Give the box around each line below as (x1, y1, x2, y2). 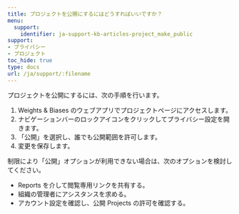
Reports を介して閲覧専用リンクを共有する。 (17, 180, 149, 189)
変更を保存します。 (17, 141, 74, 150)
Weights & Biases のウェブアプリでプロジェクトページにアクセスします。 (17, 106, 232, 114)
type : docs (7, 63, 40, 71)
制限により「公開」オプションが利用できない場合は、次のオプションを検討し (7, 156, 233, 165)
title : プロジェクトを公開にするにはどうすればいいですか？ (7, 10, 163, 18)
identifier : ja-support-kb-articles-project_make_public (20, 30, 193, 38)
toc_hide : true (7, 57, 53, 64)
